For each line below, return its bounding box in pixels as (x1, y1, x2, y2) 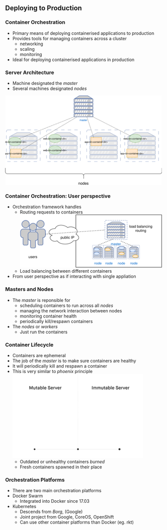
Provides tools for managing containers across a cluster (12, 35, 127, 41)
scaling (19, 46, 35, 52)
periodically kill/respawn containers (19, 318, 93, 324)
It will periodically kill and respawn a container (12, 363, 107, 369)
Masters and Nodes (5, 286, 54, 293)
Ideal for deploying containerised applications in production (12, 57, 135, 63)
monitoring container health (19, 313, 77, 319)
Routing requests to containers (19, 209, 83, 215)
